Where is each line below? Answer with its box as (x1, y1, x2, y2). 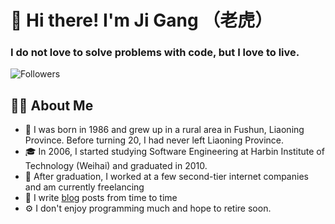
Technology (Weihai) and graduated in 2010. (24, 160, 208, 172)
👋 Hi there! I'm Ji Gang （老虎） (10, 9, 273, 32)
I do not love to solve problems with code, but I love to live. (10, 46, 300, 60)
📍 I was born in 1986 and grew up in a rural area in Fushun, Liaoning (24, 124, 305, 136)
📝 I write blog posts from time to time (24, 192, 178, 204)
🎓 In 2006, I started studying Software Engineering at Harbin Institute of (24, 146, 325, 158)
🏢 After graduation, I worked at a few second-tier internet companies (24, 171, 309, 183)
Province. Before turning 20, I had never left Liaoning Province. (24, 134, 285, 146)
